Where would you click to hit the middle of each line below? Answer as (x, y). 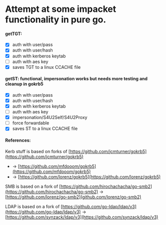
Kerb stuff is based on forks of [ (38, 151)
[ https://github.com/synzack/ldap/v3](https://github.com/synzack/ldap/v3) (82, 217)
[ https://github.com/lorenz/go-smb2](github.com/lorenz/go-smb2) (73, 197)
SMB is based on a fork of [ (33, 186)
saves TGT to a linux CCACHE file (46, 67)
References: (18, 140)
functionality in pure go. (56, 20)
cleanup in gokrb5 (24, 84)
